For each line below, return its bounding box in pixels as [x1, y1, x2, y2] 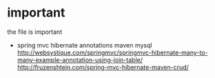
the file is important [7, 28, 63, 36]
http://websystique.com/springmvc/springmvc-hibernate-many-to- [17, 48, 208, 57]
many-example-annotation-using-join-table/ [17, 55, 143, 64]
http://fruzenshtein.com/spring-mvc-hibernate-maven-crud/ [17, 63, 190, 71]
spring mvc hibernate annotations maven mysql [17, 41, 152, 49]
